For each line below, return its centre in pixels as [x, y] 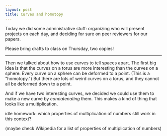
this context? [18, 119]
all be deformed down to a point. [39, 84]
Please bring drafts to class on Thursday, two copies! [60, 48]
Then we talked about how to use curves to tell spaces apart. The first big [81, 63]
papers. [13, 39]
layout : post [19, 10]
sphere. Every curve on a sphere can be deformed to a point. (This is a [78, 73]
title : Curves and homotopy [34, 14]
